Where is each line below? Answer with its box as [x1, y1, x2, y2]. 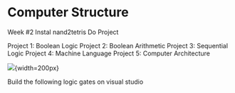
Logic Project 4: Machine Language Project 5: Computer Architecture [7, 49, 210, 58]
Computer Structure [7, 4, 130, 21]
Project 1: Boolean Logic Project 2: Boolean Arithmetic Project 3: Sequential [7, 41, 229, 50]
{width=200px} [14, 63, 59, 72]
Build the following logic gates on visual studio [7, 77, 144, 86]
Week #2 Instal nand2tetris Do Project [7, 28, 119, 36]
